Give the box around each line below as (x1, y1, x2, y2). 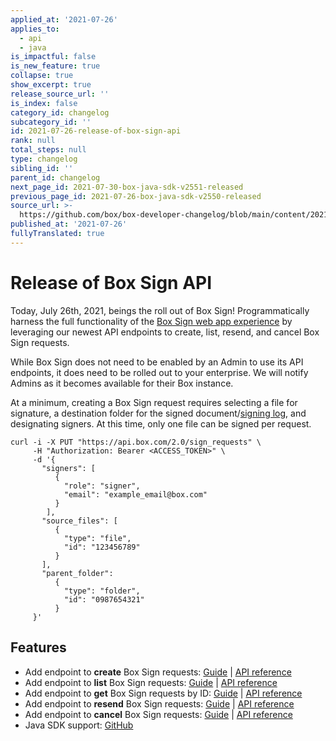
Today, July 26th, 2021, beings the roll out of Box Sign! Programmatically (10, 304, 310, 316)
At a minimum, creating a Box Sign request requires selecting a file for (10, 396, 298, 408)
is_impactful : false (10, 52, 97, 62)
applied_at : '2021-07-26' (10, 14, 118, 25)
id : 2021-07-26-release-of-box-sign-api (10, 126, 182, 136)
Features (10, 639, 67, 656)
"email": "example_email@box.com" (63, 489, 208, 500)
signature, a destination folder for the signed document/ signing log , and (10, 407, 307, 419)
